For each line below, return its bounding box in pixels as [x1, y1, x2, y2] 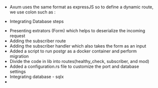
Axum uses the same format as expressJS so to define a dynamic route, [9, 4, 154, 10]
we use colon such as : [9, 9, 56, 15]
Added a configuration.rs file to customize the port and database [9, 63, 139, 69]
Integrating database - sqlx [9, 74, 64, 79]
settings [9, 69, 26, 74]
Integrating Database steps [9, 19, 64, 24]
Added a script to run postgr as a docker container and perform [9, 48, 137, 54]
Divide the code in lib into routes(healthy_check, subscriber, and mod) [9, 59, 149, 64]
